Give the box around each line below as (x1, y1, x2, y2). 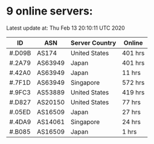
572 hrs (121, 78, 145, 87)
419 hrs (121, 88, 145, 96)
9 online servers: (6, 4, 93, 18)
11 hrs (121, 68, 141, 77)
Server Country (70, 38, 117, 47)
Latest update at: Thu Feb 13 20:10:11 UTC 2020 (6, 24, 125, 31)
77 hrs (121, 98, 141, 106)
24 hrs (121, 117, 141, 126)
